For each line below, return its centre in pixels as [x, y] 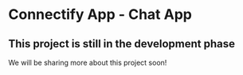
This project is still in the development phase [121, 44]
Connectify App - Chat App [100, 15]
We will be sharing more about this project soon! [88, 62]
